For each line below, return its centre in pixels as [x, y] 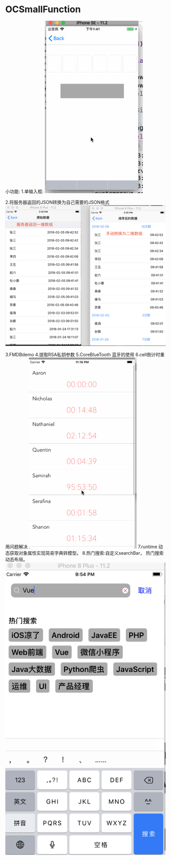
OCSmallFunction [43, 9]
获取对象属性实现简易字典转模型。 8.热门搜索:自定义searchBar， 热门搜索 [87, 553]
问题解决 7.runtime [83, 547]
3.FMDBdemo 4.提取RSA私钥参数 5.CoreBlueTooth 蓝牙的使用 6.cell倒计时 [83, 355]
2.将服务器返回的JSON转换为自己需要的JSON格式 [58, 202]
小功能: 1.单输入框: [24, 191]
